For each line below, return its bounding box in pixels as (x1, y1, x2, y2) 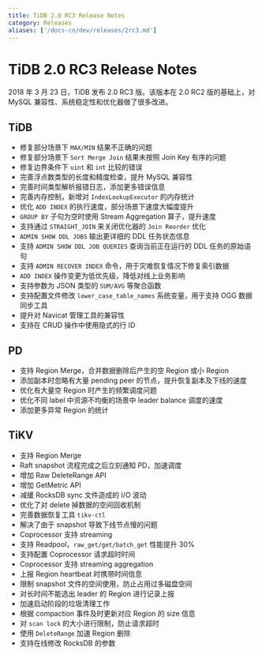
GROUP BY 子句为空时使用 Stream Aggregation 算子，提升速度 (19, 212, 216, 221)
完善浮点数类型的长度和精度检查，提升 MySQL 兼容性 (19, 172, 193, 182)
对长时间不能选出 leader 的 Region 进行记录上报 (19, 589, 175, 598)
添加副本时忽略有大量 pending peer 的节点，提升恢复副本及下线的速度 (19, 375, 247, 385)
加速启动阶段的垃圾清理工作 (19, 598, 110, 608)
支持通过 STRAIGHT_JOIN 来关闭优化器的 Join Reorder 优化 (19, 222, 207, 232)
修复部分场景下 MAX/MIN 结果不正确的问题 (19, 143, 152, 152)
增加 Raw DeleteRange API (19, 470, 107, 480)
